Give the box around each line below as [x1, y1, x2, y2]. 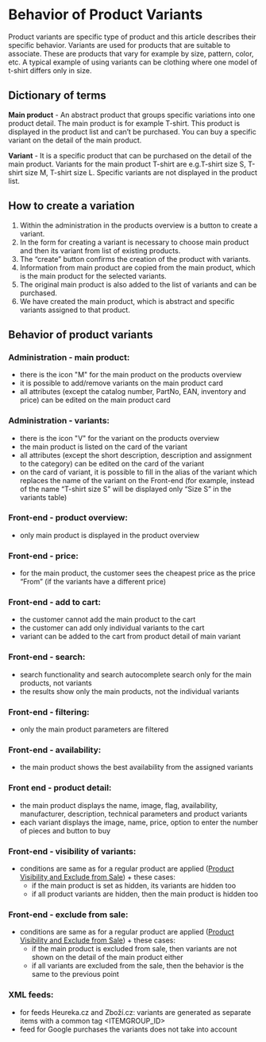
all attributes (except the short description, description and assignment [19, 450, 253, 459]
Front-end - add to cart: [8, 597, 102, 608]
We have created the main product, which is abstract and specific [19, 296, 235, 306]
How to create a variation [8, 199, 135, 213]
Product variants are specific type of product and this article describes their [8, 32, 256, 41]
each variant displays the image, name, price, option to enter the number [19, 818, 259, 827]
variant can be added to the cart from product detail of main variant [19, 631, 241, 642]
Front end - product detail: [8, 782, 112, 794]
